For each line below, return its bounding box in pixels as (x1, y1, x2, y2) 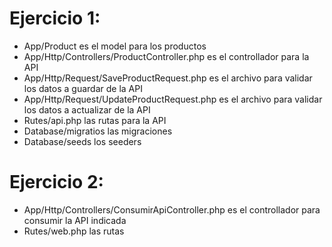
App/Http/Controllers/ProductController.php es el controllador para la (23, 50, 310, 62)
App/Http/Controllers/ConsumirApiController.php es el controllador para (23, 203, 321, 216)
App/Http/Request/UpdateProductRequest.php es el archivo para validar (23, 93, 323, 105)
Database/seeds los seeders (23, 135, 142, 147)
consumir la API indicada (23, 214, 127, 226)
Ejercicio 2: (9, 171, 104, 194)
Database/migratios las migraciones (23, 125, 173, 137)
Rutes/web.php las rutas (23, 225, 125, 237)
